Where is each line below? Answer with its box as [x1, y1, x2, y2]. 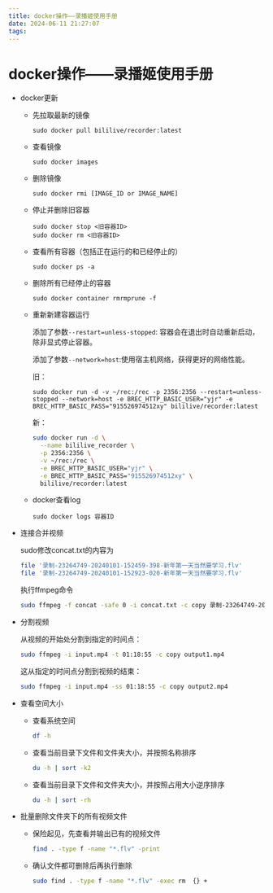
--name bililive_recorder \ [39, 441, 136, 450]
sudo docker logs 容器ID [32, 513, 115, 521]
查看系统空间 [32, 716, 76, 725]
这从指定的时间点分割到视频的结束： [19, 666, 142, 676]
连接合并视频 [19, 528, 63, 538]
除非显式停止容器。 [32, 337, 97, 347]
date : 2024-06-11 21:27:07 [8, 20, 100, 28]
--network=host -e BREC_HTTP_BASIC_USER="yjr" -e [61, 396, 233, 404]
